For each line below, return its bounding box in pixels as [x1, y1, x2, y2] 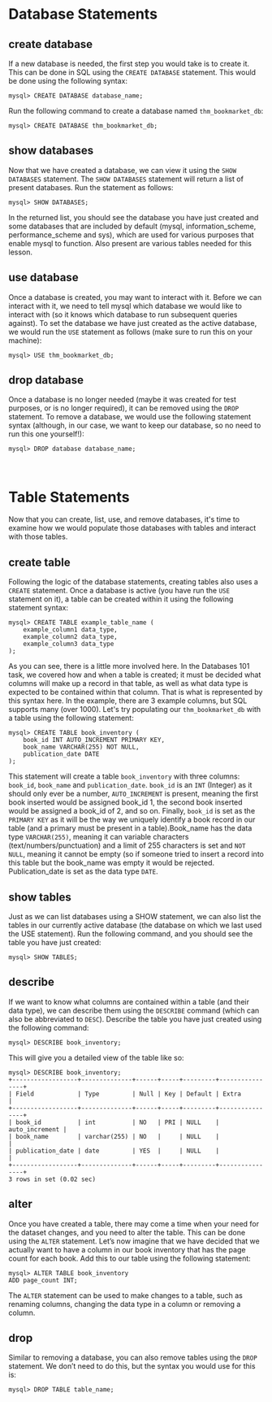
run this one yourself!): [8, 429, 84, 439]
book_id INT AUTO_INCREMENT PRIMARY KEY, [23, 736, 165, 744]
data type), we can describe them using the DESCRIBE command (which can [8, 1005, 260, 1015]
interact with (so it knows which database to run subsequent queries [8, 310, 238, 319]
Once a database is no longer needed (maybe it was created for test [8, 395, 237, 405]
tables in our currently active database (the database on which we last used [8, 920, 262, 930]
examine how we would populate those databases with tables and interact [8, 523, 257, 533]
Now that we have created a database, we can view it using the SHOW [8, 165, 237, 175]
